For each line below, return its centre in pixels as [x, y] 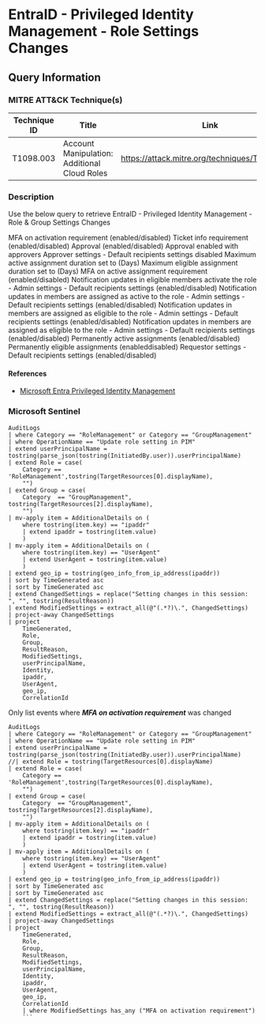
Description [31, 197]
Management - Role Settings [104, 31]
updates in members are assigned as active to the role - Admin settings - [127, 297]
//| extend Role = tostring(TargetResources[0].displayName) [111, 761]
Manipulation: [88, 153]
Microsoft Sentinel [44, 411]
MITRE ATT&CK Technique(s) [65, 100]
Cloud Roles [85, 173]
